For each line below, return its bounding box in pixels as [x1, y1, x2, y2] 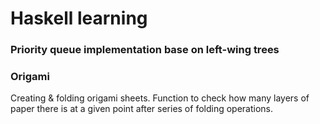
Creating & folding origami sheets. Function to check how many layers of [10, 92, 310, 104]
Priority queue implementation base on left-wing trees [10, 43, 280, 57]
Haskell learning [10, 7, 148, 30]
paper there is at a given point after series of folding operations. [10, 103, 274, 115]
